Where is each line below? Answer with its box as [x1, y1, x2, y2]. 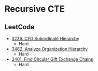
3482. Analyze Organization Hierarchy [11, 46, 88, 52]
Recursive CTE [4, 3, 65, 15]
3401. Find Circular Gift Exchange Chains [11, 56, 94, 62]
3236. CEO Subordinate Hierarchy [11, 35, 80, 41]
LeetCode [4, 23, 35, 31]
